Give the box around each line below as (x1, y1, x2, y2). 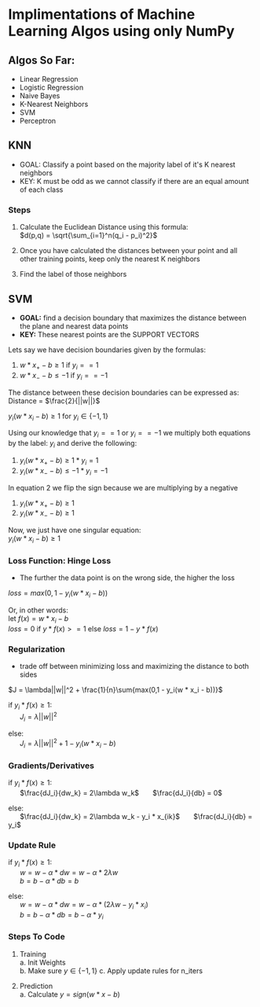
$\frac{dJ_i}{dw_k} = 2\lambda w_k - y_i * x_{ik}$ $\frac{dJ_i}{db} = (19, 811, 253, 821)
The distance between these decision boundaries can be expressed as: (8, 388, 240, 397)
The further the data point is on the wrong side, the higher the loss (19, 573, 236, 583)
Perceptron (19, 116, 57, 125)
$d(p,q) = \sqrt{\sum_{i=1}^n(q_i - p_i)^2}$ (19, 230, 158, 241)
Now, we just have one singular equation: (8, 525, 141, 535)
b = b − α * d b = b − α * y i (19, 910, 104, 921)
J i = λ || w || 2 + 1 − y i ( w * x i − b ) (19, 737, 116, 750)
